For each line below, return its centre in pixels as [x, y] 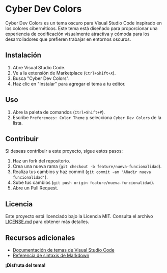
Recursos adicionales [40, 238]
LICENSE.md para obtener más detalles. [47, 222]
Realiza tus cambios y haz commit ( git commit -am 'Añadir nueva [82, 172]
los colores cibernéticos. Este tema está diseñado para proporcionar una [81, 28]
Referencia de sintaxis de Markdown [51, 255]
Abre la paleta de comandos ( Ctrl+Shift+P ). [59, 112]
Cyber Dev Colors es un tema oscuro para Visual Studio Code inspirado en [83, 23]
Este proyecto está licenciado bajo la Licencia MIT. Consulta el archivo [79, 216]
